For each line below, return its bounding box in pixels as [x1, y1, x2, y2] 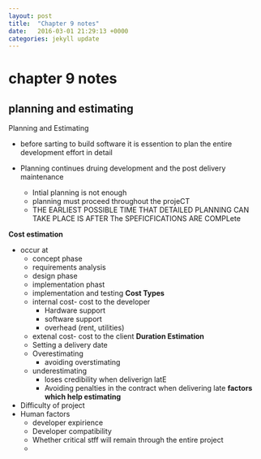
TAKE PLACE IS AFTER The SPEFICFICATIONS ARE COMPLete [32, 214, 242, 223]
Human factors [19, 409, 71, 419]
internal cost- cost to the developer [32, 297, 151, 307]
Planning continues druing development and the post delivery [19, 163, 226, 173]
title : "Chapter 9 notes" [8, 19, 100, 28]
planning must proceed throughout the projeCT [32, 197, 190, 206]
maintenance [19, 172, 64, 182]
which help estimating [44, 392, 122, 402]
